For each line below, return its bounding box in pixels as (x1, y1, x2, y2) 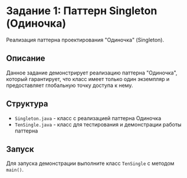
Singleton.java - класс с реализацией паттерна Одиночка (14, 114, 162, 122)
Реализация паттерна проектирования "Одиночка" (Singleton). (6, 36, 164, 43)
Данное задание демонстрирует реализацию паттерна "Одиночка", (6, 69, 178, 76)
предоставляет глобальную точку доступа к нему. (6, 82, 133, 89)
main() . (6, 166, 24, 173)
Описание (6, 53, 45, 63)
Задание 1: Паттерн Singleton (6, 4, 158, 18)
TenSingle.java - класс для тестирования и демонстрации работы (14, 121, 182, 128)
